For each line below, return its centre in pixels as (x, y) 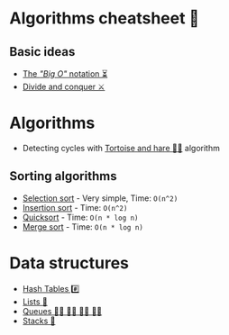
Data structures (69, 263)
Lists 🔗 (35, 302)
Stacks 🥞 (39, 321)
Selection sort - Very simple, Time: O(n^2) (100, 198)
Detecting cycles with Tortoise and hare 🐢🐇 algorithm (121, 148)
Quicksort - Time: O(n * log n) (80, 217)
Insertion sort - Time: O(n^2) (75, 207)
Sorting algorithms (63, 176)
